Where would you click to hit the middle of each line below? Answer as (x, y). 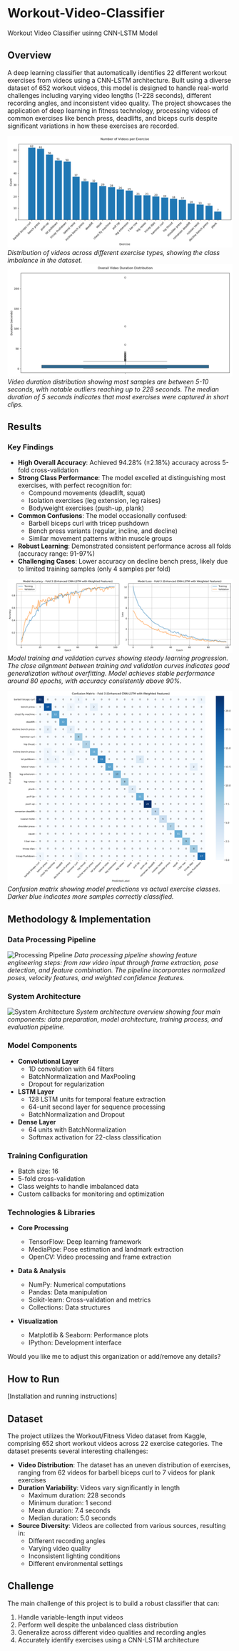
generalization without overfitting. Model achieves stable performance (111, 673)
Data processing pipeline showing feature (136, 955)
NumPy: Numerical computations (77, 1285)
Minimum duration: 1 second (70, 1502)
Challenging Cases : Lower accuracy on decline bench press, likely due (123, 562)
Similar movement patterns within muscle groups (100, 539)
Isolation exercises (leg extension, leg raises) (95, 501)
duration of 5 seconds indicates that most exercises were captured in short (118, 396)
